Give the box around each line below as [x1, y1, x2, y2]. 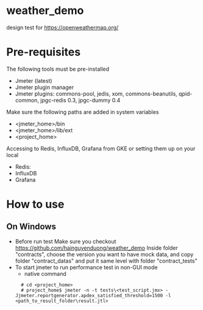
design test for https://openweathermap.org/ [6, 24, 119, 31]
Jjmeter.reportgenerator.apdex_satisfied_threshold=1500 [15, 292, 163, 298]
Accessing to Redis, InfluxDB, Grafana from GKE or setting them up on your [6, 144, 196, 152]
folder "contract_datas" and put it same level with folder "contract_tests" [15, 257, 198, 264]
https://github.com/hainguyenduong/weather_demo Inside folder [15, 244, 178, 252]
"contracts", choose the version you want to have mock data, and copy [15, 250, 194, 258]
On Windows [6, 222, 57, 232]
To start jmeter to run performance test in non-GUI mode [15, 263, 158, 271]
